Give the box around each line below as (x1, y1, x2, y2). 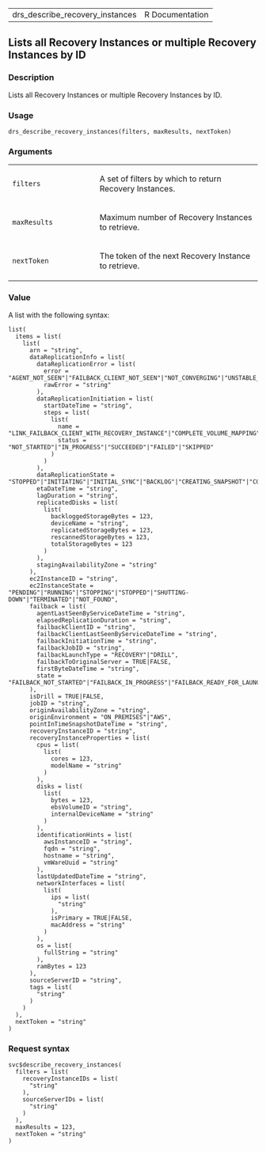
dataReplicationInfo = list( (28, 353, 126, 361)
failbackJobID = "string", (36, 644, 126, 652)
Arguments (8, 146, 53, 157)
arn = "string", (28, 346, 83, 354)
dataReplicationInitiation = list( (36, 395, 154, 403)
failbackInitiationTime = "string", (36, 637, 158, 645)
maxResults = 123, (15, 1123, 77, 1131)
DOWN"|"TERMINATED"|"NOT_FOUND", (8, 595, 119, 604)
